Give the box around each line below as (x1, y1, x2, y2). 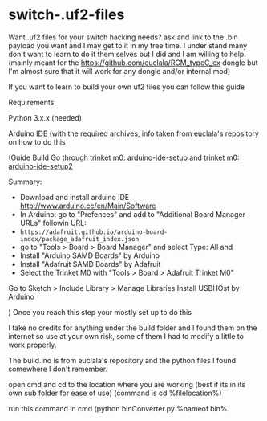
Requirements (8, 97, 55, 107)
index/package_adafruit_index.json (19, 235, 140, 243)
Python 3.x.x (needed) (8, 112, 83, 122)
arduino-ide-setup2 (8, 161, 74, 170)
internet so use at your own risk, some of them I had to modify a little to (8, 331, 245, 341)
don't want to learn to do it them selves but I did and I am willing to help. (8, 49, 246, 59)
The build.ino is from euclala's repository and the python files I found (8, 355, 237, 365)
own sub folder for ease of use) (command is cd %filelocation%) (8, 388, 222, 398)
